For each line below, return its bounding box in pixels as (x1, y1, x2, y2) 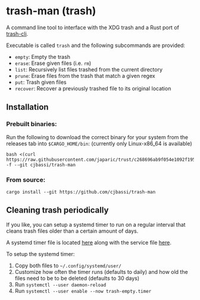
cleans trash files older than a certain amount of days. (6, 227, 139, 235)
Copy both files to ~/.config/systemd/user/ (14, 262, 122, 269)
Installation (6, 102, 49, 112)
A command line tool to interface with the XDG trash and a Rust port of (6, 24, 180, 31)
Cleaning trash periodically (6, 205, 109, 215)
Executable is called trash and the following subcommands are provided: (6, 42, 186, 49)
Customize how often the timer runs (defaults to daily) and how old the (14, 268, 189, 275)
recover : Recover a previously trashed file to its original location (14, 85, 171, 92)
